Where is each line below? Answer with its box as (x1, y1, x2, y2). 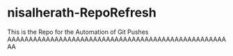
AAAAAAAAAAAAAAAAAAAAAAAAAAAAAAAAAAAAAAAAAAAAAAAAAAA (7, 35, 226, 43)
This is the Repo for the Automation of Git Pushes (7, 28, 149, 36)
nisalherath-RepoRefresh (7, 5, 156, 21)
